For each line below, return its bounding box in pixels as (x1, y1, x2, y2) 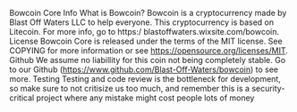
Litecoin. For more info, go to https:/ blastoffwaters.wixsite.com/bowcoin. (9, 27, 280, 36)
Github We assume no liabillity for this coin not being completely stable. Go (9, 55, 286, 65)
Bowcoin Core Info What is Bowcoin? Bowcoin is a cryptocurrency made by (9, 8, 287, 18)
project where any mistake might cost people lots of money (36, 92, 255, 103)
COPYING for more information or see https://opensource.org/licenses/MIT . (9, 45, 289, 56)
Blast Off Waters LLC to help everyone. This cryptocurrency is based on (9, 17, 275, 28)
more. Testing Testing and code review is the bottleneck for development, (9, 74, 282, 84)
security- (251, 84, 285, 93)
